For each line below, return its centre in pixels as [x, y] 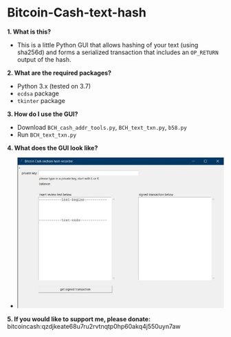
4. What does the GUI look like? [53, 148]
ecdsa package [38, 93]
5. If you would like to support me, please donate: [79, 319]
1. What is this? [29, 32]
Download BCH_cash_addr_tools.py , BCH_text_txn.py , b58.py [102, 127]
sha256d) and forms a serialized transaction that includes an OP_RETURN [118, 52]
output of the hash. [44, 59]
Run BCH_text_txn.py [47, 135]
